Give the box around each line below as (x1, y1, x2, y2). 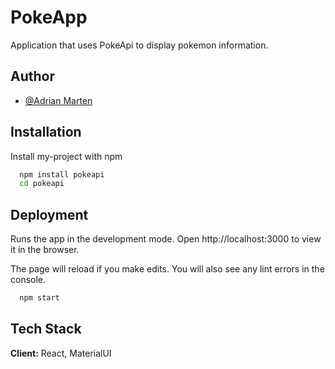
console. (10, 274, 47, 286)
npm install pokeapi (19, 169, 105, 180)
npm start (19, 293, 60, 303)
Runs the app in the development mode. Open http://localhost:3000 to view (10, 233, 322, 245)
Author (10, 68, 55, 85)
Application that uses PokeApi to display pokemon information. (10, 39, 269, 51)
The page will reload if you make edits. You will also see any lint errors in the (10, 263, 325, 275)
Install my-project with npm (10, 150, 123, 162)
